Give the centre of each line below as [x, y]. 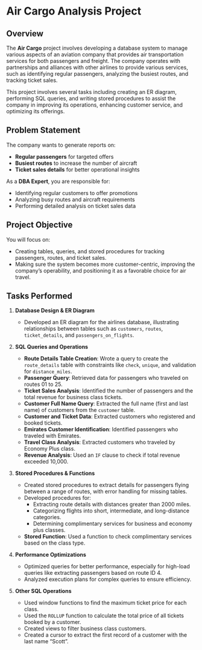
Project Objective [39, 225]
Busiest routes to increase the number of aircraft [76, 163]
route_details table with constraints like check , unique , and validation [110, 365]
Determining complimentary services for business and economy [113, 524]
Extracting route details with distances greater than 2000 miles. [112, 505]
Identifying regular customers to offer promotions [76, 193]
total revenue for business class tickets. [73, 397]
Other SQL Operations [43, 591]
